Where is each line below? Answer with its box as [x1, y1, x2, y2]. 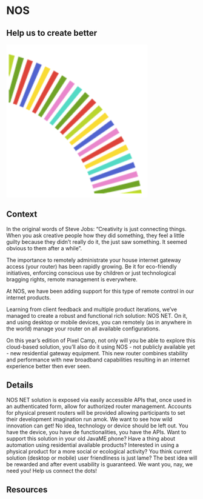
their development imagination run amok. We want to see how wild [6, 415, 173, 423]
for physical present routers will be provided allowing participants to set [6, 409, 185, 416]
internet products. [6, 293, 52, 301]
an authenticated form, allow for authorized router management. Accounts [6, 403, 192, 410]
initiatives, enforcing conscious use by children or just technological [6, 269, 176, 276]
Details [6, 380, 33, 390]
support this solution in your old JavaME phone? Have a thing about [6, 435, 176, 442]
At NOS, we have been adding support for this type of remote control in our [6, 287, 195, 295]
